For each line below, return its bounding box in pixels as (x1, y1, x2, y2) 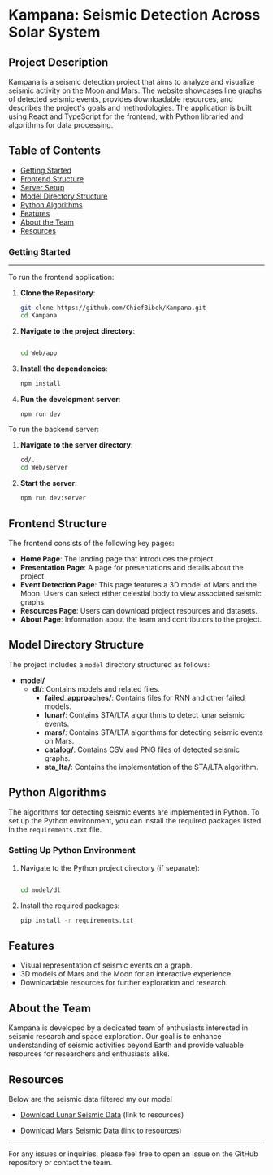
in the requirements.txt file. (8, 824, 102, 834)
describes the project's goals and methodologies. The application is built (8, 103, 252, 112)
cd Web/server (19, 464, 68, 472)
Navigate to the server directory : (19, 440, 133, 450)
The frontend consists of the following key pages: (8, 538, 175, 548)
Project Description (8, 55, 109, 69)
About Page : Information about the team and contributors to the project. (19, 614, 262, 624)
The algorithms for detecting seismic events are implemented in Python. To (8, 807, 260, 817)
